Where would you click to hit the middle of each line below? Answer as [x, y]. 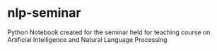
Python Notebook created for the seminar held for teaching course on [109, 32]
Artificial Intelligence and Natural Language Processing [87, 39]
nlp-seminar [44, 13]
